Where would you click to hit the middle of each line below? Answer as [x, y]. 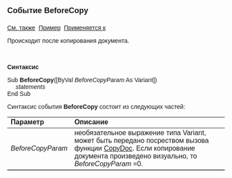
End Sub [19, 93]
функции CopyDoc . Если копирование [135, 148]
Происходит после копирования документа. [68, 41]
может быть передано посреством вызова [142, 140]
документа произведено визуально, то [136, 156]
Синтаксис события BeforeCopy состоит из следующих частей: [96, 107]
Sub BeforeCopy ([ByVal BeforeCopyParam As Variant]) [82, 80]
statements [30, 87]
